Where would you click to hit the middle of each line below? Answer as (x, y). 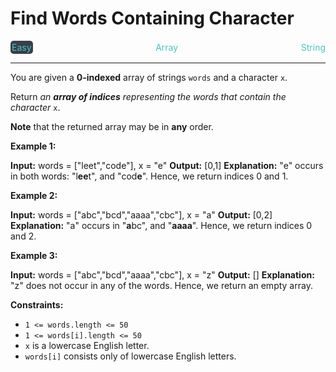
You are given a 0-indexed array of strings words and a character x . (149, 77)
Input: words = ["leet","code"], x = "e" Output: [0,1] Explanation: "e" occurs (167, 165)
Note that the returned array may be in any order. (112, 126)
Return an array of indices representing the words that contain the (148, 96)
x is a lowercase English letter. (87, 345)
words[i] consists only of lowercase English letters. (130, 356)
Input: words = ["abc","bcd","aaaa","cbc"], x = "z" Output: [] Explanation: (162, 274)
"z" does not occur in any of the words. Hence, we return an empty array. (161, 285)
